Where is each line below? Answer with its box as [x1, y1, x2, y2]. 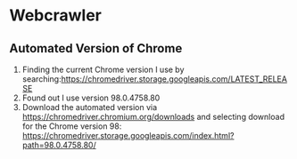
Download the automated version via [21, 102, 158, 112]
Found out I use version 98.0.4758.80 [21, 92, 161, 103]
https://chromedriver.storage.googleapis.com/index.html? [21, 131, 235, 140]
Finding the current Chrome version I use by [21, 64, 185, 75]
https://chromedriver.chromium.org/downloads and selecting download [21, 112, 285, 122]
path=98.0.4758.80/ [21, 139, 96, 150]
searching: [21, 74, 62, 84]
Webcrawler [9, 5, 103, 26]
